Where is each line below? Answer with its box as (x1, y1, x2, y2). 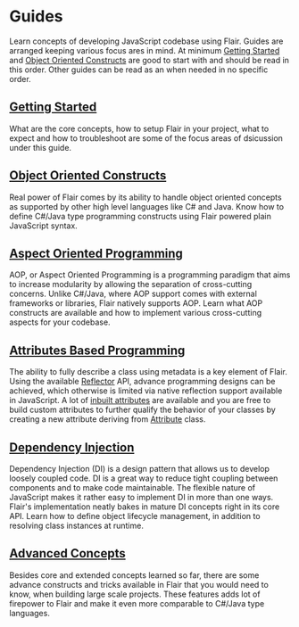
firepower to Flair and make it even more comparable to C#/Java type (9, 598, 265, 608)
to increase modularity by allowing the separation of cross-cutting (9, 279, 253, 290)
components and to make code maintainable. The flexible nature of (9, 483, 256, 492)
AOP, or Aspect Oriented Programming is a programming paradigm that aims (9, 269, 291, 280)
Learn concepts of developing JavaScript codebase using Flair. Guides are (9, 36, 284, 46)
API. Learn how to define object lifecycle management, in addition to (9, 511, 261, 521)
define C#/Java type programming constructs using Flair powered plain (9, 210, 272, 221)
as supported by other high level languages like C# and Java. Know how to (9, 201, 284, 211)
